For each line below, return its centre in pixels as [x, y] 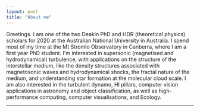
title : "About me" [29, 17]
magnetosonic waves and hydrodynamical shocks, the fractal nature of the [98, 72]
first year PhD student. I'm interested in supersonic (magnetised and [90, 53]
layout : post [22, 12]
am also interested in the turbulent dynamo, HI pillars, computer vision [92, 84]
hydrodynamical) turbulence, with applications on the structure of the [91, 59]
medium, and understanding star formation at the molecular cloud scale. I [96, 78]
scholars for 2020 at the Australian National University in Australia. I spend [98, 40]
